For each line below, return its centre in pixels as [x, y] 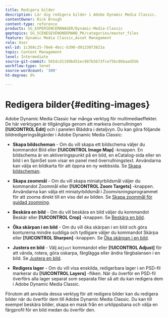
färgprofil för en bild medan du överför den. [50, 309]
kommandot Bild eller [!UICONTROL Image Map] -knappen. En [77, 149]
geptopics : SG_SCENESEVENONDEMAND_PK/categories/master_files [72, 33]
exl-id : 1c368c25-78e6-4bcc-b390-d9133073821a [55, 47]
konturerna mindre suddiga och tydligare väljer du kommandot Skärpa [85, 232]
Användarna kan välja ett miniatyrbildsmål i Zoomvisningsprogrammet [85, 191]
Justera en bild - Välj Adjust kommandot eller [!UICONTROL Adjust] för [87, 248]
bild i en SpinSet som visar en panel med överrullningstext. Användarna [87, 160]
